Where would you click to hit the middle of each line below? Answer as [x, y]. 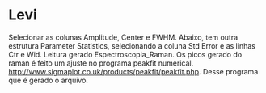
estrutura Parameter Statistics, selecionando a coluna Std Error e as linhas [132, 45]
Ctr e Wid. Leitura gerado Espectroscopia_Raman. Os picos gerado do [125, 54]
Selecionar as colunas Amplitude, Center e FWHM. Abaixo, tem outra [123, 37]
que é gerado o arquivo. [49, 80]
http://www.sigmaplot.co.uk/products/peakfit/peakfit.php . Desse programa [133, 71]
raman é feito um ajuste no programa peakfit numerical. [101, 63]
